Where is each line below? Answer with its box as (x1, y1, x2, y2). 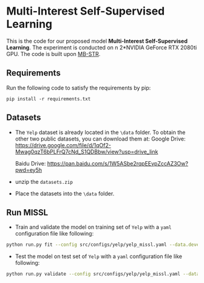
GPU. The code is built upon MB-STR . (6, 50, 101, 57)
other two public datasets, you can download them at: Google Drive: (15, 135, 186, 142)
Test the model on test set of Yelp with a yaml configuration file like (15, 253, 182, 260)
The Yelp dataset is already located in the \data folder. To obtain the (15, 128, 186, 136)
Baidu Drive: (15, 159, 46, 167)
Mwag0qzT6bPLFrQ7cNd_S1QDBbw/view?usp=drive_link (15, 148, 158, 155)
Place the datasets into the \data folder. (15, 190, 115, 197)
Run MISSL (6, 207, 49, 217)
